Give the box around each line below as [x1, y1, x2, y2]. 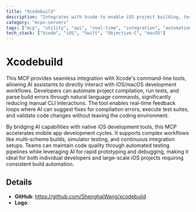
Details [6, 178, 32, 187]
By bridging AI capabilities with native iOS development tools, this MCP [6, 123, 177, 130]
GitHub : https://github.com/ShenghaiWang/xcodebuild [14, 193, 146, 200]
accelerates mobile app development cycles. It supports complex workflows [6, 130, 190, 137]
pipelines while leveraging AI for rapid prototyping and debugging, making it [6, 148, 189, 155]
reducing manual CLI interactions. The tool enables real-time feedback [6, 100, 176, 107]
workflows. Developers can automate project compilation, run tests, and [6, 87, 179, 94]
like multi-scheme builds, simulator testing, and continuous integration [6, 135, 175, 143]
